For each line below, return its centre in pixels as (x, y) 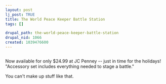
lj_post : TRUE (20, 15)
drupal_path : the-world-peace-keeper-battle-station (62, 33)
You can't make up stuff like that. (39, 76)
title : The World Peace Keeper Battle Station (55, 19)
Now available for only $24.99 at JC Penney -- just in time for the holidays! (83, 61)
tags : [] (14, 24)
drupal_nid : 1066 (24, 38)
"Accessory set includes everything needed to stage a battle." (70, 66)
